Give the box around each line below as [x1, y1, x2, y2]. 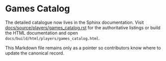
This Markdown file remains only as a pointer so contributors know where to [5, 45, 161, 51]
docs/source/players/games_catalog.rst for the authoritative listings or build [5, 24, 161, 30]
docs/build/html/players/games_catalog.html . [5, 35, 100, 41]
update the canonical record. [5, 50, 65, 56]
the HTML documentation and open [5, 30, 78, 36]
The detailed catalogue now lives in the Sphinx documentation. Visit [5, 19, 144, 25]
